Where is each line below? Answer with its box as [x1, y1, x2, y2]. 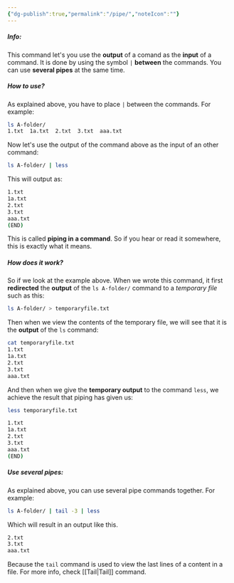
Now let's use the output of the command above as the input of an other [7, 140, 219, 149]
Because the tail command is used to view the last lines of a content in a [7, 560, 223, 569]
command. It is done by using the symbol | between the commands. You [7, 58, 222, 66]
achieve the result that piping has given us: [7, 393, 134, 401]
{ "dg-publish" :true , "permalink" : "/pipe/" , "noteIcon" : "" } [7, 10, 180, 18]
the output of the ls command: [7, 325, 99, 335]
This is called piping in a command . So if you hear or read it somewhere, [7, 234, 221, 243]
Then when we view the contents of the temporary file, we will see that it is [7, 318, 228, 327]
